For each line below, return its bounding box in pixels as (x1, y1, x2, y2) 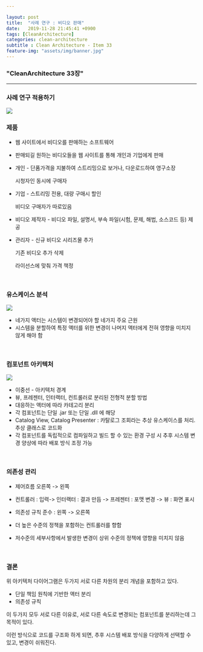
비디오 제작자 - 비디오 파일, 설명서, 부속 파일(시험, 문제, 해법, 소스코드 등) (14, 216, 187, 223)
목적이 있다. (6, 618, 34, 625)
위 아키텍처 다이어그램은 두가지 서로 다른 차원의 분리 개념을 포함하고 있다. (6, 577, 179, 585)
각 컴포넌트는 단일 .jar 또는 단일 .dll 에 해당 (14, 409, 116, 416)
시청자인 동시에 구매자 (14, 177, 68, 184)
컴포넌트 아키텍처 (6, 360, 54, 368)
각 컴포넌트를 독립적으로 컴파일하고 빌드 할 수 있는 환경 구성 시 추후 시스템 (14, 431, 189, 439)
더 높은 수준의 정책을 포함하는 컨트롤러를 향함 (14, 521, 122, 528)
